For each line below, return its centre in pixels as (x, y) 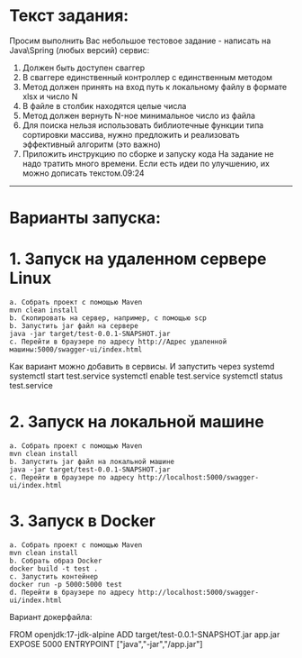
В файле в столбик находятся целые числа (104, 105)
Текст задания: (69, 16)
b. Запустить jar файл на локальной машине (92, 462)
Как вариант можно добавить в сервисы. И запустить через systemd (142, 367)
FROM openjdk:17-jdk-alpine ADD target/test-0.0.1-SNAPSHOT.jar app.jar (145, 634)
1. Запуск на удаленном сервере (138, 259)
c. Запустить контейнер (54, 576)
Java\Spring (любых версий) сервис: (80, 50)
